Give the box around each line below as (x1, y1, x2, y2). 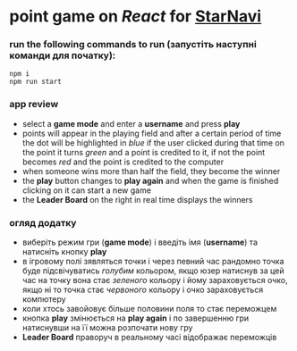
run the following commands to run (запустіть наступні (9, 38, 257, 51)
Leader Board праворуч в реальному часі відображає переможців (21, 332, 277, 343)
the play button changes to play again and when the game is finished (21, 175, 279, 186)
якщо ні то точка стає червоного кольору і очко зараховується (21, 284, 264, 296)
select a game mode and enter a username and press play (21, 118, 241, 129)
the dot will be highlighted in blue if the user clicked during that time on (21, 137, 284, 148)
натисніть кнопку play (21, 247, 107, 257)
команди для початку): (9, 49, 116, 62)
